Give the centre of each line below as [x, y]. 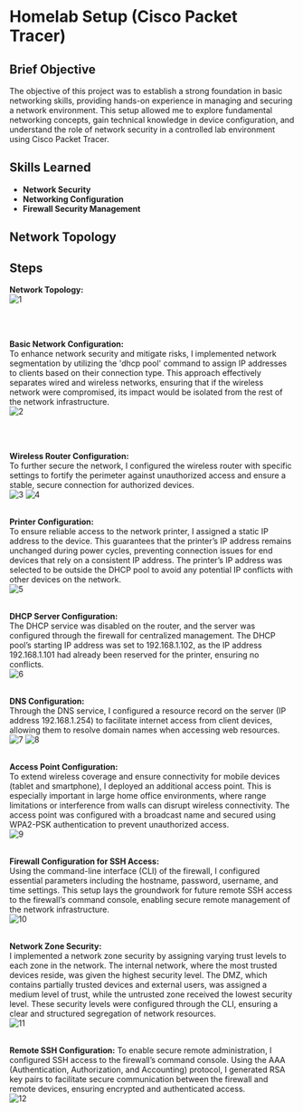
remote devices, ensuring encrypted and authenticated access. [128, 1089]
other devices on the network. [66, 580]
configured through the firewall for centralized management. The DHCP [142, 636]
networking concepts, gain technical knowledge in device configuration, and [152, 120]
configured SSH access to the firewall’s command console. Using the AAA [147, 1060]
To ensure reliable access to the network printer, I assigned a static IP [139, 532]
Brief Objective [53, 69]
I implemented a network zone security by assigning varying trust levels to [148, 956]
